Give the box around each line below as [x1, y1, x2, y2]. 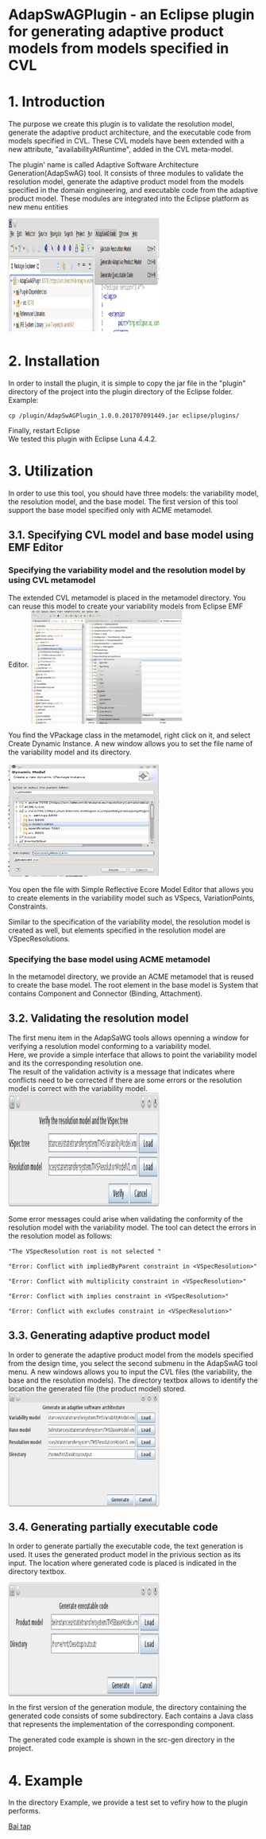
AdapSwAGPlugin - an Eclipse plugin [8, 6, 256, 24]
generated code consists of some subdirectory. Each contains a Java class [8, 1711, 254, 1721]
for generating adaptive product [8, 22, 224, 41]
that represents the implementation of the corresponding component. [8, 1720, 236, 1729]
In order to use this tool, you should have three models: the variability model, [8, 488, 259, 498]
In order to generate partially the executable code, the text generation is [8, 1541, 244, 1551]
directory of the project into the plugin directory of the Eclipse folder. [8, 387, 233, 397]
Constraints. [8, 902, 48, 911]
